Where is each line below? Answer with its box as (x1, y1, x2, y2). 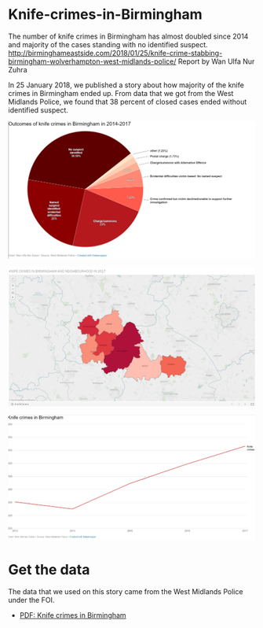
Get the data (8, 561, 90, 579)
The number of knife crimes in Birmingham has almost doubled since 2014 (8, 31, 249, 41)
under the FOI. (8, 596, 55, 605)
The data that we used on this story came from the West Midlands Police (8, 587, 243, 597)
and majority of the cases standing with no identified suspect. (8, 39, 208, 49)
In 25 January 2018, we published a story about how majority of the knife (8, 80, 245, 90)
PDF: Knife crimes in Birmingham (19, 611, 127, 620)
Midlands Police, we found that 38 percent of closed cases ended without (8, 97, 247, 106)
